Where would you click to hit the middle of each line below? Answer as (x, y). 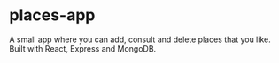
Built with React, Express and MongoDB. (83, 48)
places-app (52, 15)
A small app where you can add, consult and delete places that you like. (140, 39)
